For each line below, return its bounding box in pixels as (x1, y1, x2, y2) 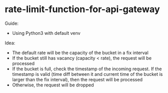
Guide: (5, 20, 19, 26)
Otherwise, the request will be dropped (12, 82, 94, 88)
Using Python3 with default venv (12, 30, 81, 36)
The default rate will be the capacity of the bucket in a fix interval (12, 50, 149, 56)
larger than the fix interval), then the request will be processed (12, 76, 143, 82)
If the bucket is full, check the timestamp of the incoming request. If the (12, 66, 162, 72)
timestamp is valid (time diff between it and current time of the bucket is (12, 71, 163, 77)
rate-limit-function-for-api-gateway (5, 4, 160, 15)
